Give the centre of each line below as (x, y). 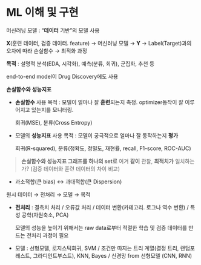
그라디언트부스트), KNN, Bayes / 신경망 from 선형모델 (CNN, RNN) (113, 255)
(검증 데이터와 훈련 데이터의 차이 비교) (75, 168)
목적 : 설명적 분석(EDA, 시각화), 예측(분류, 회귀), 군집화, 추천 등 (81, 64)
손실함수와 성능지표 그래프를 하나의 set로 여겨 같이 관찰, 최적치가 (97, 161)
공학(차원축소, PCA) (45, 215)
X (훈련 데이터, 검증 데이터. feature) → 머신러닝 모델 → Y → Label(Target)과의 (99, 43)
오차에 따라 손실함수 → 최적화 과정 (47, 51)
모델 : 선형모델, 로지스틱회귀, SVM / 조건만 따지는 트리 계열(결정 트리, (97, 248)
